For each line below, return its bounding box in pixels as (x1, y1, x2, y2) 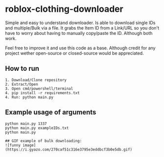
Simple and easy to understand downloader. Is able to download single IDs (5, 20, 156, 26)
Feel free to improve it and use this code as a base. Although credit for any (5, 45, 156, 51)
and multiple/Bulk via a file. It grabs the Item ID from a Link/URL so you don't (5, 25, 160, 31)
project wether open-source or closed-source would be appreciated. (5, 50, 144, 56)
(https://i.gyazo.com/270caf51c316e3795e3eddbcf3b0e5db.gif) (5, 147, 133, 152)
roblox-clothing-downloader (5, 3, 123, 15)
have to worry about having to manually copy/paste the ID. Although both (5, 30, 153, 36)
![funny (5, 143, 21, 148)
